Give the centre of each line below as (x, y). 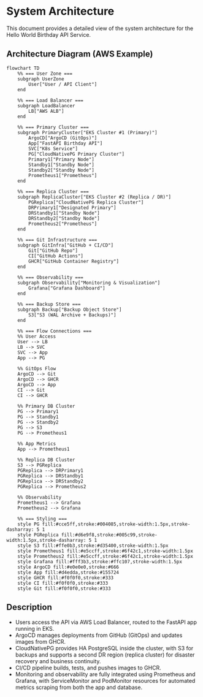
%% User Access (37, 336)
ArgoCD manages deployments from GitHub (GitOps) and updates (99, 635)
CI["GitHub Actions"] (56, 256)
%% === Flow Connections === (55, 331)
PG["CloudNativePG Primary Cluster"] (76, 154)
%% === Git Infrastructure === (57, 240)
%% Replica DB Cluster (46, 460)
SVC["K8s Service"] (53, 148)
